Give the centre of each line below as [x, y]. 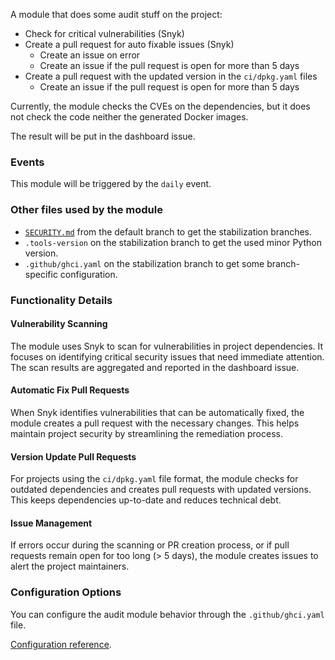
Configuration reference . [61, 644]
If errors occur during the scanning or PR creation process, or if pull [150, 545]
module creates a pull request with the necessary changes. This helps [155, 423]
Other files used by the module [86, 210]
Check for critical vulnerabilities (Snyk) [104, 33]
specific [41, 274]
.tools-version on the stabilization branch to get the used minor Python [173, 242]
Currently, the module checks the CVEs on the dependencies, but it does [160, 106]
